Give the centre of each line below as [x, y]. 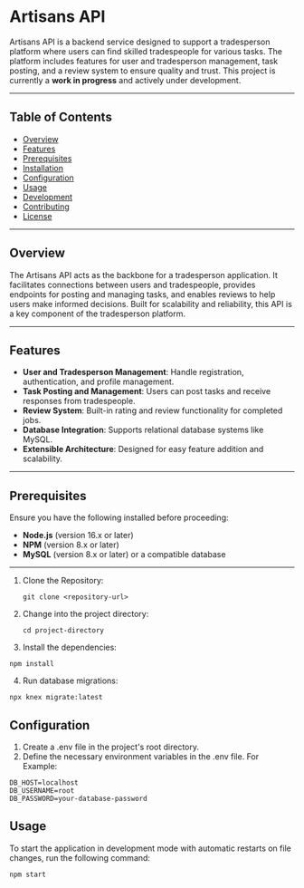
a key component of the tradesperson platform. [98, 314]
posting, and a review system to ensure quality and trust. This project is [142, 71]
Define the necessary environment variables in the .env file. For [141, 757]
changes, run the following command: [80, 857]
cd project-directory [63, 631]
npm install [32, 664]
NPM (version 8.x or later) [71, 545]
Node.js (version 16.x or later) [78, 536]
